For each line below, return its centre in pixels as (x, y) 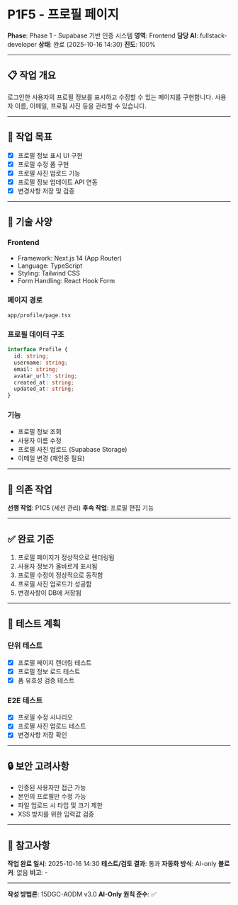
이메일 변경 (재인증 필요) (51, 458)
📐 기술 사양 (30, 222)
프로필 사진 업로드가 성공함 (55, 584)
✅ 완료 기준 (31, 539)
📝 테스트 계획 (34, 624)
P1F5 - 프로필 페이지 (63, 15)
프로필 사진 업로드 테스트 (52, 726)
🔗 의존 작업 (30, 489)
